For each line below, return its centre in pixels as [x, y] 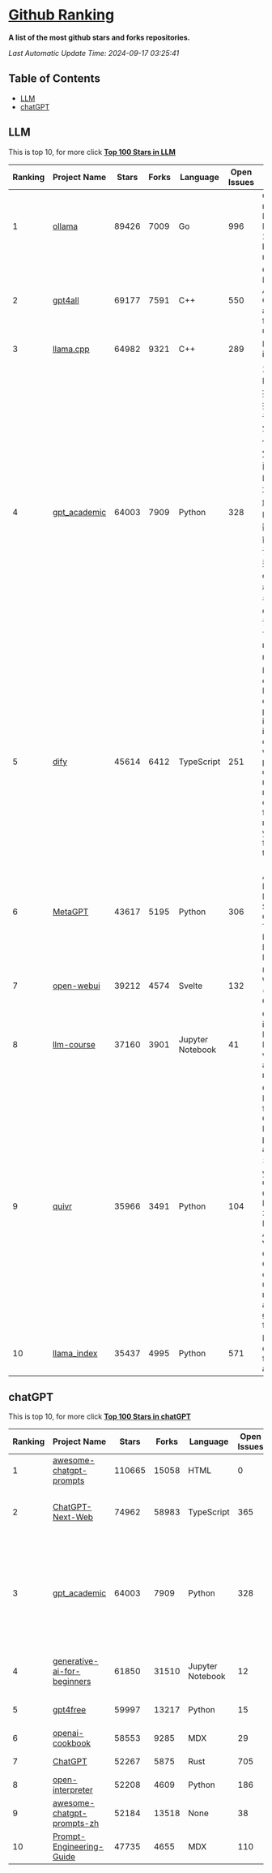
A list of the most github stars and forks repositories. [99, 37]
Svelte [191, 986]
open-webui [76, 986]
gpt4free [69, 1710]
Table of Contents [55, 79]
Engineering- [78, 1847]
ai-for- [66, 1671]
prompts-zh [76, 1824]
